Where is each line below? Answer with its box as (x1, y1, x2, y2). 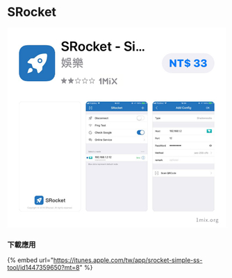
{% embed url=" (7, 256, 54, 264)
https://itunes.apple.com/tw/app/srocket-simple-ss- (53, 256, 203, 264)
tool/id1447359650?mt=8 (7, 263, 80, 272)
